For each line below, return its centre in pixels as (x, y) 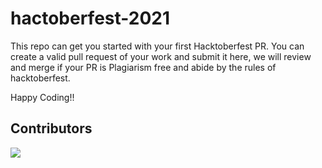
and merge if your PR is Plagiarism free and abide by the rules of (143, 67)
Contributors (51, 128)
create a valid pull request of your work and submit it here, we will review (161, 56)
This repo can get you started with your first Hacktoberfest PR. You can (157, 46)
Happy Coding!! (42, 97)
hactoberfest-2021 (90, 18)
